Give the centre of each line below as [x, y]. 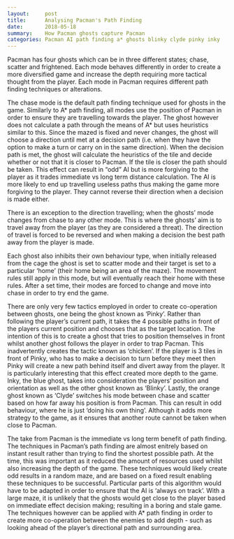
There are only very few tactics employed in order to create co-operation [112, 307]
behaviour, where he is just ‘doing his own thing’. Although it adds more [110, 411]
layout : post [32, 14]
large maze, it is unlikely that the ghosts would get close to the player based [116, 498]
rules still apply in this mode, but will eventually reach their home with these [116, 278]
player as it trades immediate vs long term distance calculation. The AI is [112, 177]
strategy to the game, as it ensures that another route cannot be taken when [117, 418]
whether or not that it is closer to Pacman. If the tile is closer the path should [117, 162]
